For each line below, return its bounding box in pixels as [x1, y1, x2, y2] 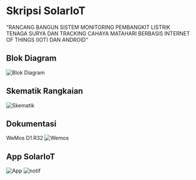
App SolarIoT [6, 152, 55, 162]
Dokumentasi [6, 119, 57, 129]
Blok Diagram [6, 53, 57, 63]
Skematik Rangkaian [6, 86, 83, 96]
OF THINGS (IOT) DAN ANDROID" [6, 36, 89, 43]
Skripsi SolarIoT [6, 4, 86, 18]
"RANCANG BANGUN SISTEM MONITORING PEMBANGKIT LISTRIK [6, 24, 171, 31]
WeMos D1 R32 [6, 135, 43, 142]
